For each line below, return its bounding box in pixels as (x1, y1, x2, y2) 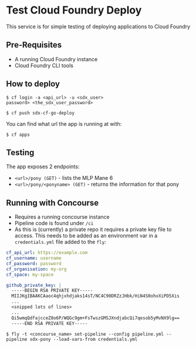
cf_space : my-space (6, 272, 54, 277)
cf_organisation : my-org (6, 266, 67, 272)
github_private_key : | (6, 282, 62, 288)
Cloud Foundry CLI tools (14, 62, 73, 69)
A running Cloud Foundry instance (14, 55, 98, 62)
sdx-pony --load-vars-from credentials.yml (29, 336, 138, 342)
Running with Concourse (6, 198, 99, 208)
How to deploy (6, 79, 60, 89)
